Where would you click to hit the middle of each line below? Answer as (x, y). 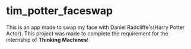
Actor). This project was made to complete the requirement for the (87, 33)
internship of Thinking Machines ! (47, 40)
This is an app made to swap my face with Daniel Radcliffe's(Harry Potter (95, 27)
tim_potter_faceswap (60, 11)
